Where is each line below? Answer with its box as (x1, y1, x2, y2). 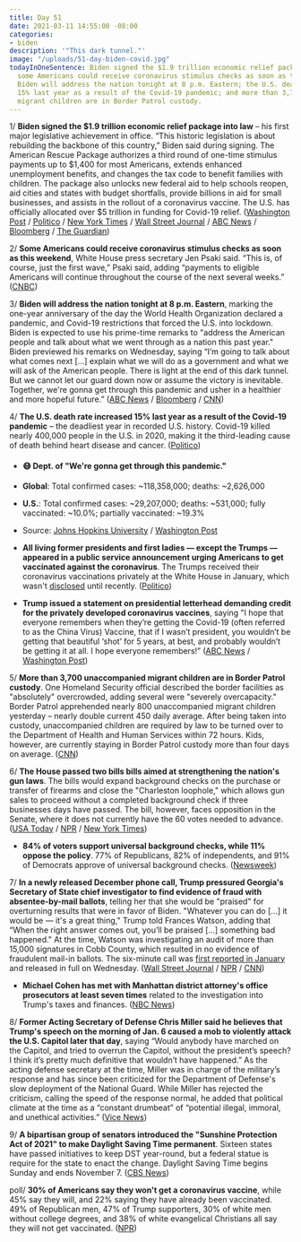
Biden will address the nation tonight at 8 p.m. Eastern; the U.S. (17, 80, 279, 89)
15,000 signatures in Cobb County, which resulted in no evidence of (9, 943, 260, 954)
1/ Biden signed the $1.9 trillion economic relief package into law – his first (9, 121, 289, 132)
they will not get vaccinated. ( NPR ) (9, 1222, 137, 1233)
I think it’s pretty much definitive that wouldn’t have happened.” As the (9, 1055, 268, 1065)
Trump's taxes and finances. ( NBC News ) (21, 999, 176, 1010)
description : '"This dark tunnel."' (9, 47, 146, 56)
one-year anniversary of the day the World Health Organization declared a (9, 308, 284, 319)
